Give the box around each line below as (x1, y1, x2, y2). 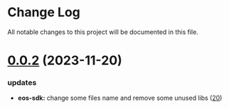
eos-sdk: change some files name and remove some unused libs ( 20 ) (17, 93, 223, 103)
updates (7, 78, 37, 88)
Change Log (7, 4, 80, 21)
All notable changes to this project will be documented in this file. (7, 28, 199, 36)
